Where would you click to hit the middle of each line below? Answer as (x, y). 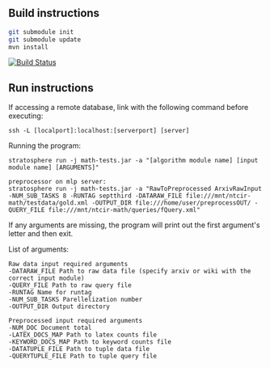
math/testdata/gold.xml (49, 203)
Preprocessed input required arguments (76, 321)
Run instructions (51, 88)
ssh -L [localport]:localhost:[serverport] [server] (99, 131)
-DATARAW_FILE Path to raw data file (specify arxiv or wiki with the (130, 271)
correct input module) (46, 278)
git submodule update (45, 40)
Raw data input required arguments (68, 264)
